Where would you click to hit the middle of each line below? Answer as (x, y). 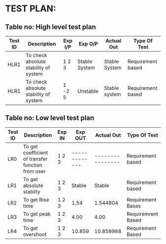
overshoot (35, 234)
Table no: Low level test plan (50, 118)
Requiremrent (142, 214)
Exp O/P (88, 44)
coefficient (36, 152)
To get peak (37, 214)
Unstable (88, 91)
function (33, 165)
